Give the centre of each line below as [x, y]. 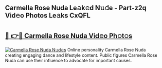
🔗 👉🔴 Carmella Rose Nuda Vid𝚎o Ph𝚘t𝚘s [69, 36]
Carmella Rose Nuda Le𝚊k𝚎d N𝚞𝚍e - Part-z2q [76, 8]
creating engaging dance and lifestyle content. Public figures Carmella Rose [81, 55]
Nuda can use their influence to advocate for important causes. [69, 60]
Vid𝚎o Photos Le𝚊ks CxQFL [48, 16]
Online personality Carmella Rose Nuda [107, 50]
